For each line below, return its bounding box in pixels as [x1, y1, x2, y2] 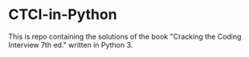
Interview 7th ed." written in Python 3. [8, 40, 133, 49]
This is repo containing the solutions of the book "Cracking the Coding [8, 32, 242, 41]
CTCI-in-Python [8, 6, 118, 24]
